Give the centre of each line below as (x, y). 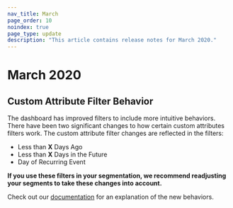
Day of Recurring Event (52, 162)
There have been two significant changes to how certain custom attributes (116, 126)
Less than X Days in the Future (62, 155)
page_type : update (34, 34)
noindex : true (28, 27)
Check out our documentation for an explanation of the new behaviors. (110, 197)
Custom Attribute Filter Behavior (80, 101)
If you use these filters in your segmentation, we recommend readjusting (117, 176)
